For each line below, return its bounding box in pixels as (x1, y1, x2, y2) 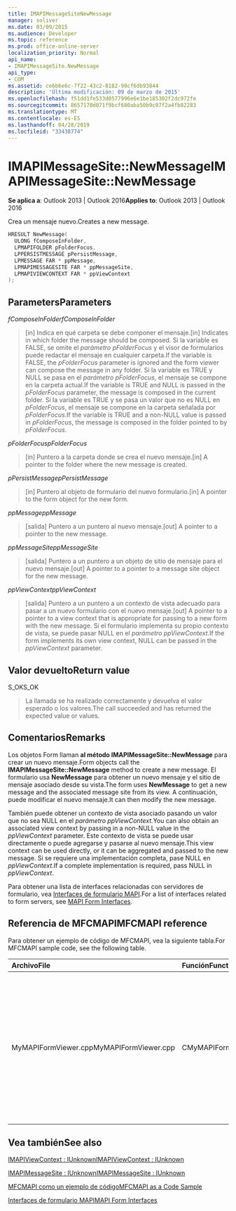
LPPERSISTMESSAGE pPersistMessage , (14, 250, 118, 257)
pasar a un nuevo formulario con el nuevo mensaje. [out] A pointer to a (25, 607, 228, 615)
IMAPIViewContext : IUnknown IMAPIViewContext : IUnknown (8, 1155, 185, 1164)
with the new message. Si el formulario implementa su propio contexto (25, 621, 229, 630)
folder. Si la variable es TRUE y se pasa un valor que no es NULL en (25, 396, 221, 404)
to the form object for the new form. (25, 495, 129, 503)
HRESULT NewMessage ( (8, 231, 69, 238)
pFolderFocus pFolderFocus (8, 439, 88, 448)
